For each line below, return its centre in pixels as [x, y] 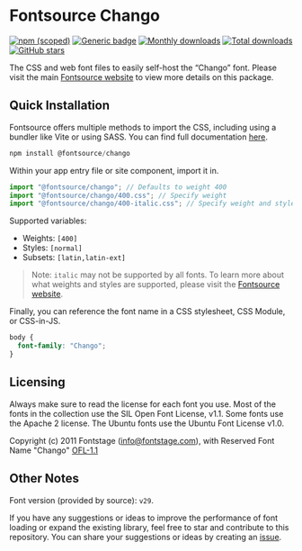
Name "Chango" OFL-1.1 [54, 450]
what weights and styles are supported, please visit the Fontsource [155, 285]
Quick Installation [60, 106]
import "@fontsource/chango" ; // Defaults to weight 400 [118, 187]
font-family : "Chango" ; [62, 346]
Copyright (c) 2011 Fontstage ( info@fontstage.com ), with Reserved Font [142, 440]
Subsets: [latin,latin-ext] [74, 257]
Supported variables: [48, 221]
